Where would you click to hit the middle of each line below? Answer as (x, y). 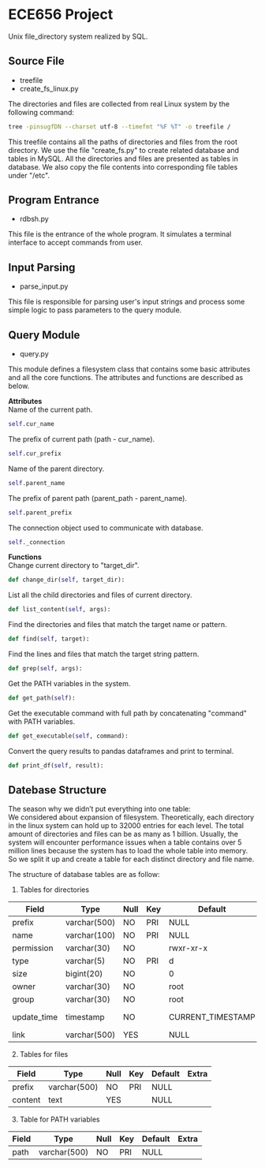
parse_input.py (44, 286)
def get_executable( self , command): (68, 736)
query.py (34, 354)
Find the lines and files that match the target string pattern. (104, 654)
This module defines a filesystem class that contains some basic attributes (129, 369)
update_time (35, 1017)
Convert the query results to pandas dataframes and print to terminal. (121, 751)
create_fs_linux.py (49, 88)
